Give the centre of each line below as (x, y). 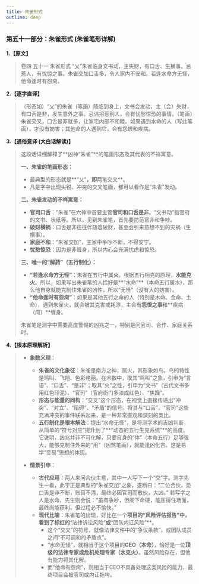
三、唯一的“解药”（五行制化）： (59, 262)
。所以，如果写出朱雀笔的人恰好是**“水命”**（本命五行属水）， (111, 282)
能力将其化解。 (71, 560)
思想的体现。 (74, 452)
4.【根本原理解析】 (30, 345)
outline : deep (24, 17)
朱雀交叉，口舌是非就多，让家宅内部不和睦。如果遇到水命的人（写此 (104, 121)
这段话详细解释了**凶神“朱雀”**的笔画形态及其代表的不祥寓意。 (99, 154)
